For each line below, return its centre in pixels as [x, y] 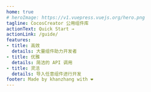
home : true [20, 12]
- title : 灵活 [23, 68]
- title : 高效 [23, 46]
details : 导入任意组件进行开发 [47, 74]
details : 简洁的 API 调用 [42, 62]
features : [19, 40]
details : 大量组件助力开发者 [44, 51]
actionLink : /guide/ [32, 34]
